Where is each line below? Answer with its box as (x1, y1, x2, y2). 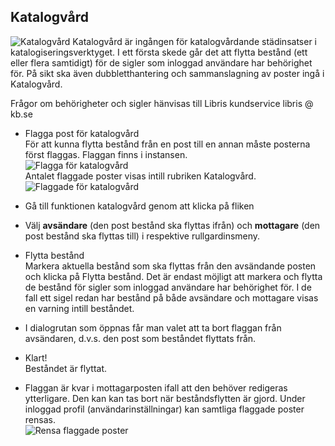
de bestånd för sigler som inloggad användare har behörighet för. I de (24, 281, 312, 293)
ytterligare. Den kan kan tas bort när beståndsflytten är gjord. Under (24, 392, 306, 404)
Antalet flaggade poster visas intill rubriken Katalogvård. (24, 170, 257, 182)
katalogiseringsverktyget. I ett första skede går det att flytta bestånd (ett (10, 46, 308, 58)
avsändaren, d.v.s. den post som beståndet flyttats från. (24, 332, 257, 344)
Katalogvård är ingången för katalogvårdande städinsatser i (72, 35, 317, 47)
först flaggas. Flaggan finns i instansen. (24, 148, 188, 160)
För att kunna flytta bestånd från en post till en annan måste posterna (24, 138, 311, 150)
